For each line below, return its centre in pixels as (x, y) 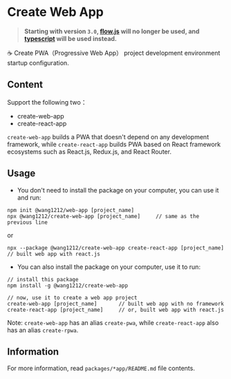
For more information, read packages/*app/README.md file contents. (101, 369)
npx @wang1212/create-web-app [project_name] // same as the (103, 216)
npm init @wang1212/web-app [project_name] (71, 210)
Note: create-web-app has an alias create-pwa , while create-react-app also (113, 322)
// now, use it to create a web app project (72, 298)
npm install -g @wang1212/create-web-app (68, 285)
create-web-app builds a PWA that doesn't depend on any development (108, 136)
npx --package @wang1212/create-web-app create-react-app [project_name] (116, 248)
